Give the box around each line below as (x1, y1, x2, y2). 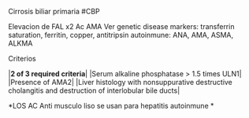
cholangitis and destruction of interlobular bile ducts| (8, 86, 180, 95)
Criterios (8, 54, 37, 63)
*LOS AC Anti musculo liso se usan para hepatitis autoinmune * (8, 101, 214, 110)
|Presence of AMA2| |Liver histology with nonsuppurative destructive (8, 78, 232, 87)
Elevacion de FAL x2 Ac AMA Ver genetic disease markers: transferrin (8, 22, 235, 31)
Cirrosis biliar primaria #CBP (8, 7, 100, 16)
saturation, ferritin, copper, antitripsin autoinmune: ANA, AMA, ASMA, (8, 31, 234, 39)
